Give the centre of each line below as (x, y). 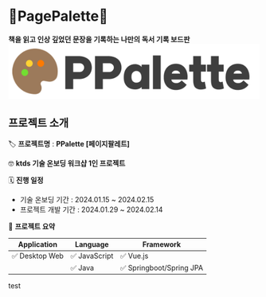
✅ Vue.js (134, 256)
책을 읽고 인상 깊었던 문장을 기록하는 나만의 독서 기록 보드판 (99, 39)
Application (38, 244)
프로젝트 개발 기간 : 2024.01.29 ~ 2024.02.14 (91, 209)
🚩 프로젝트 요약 (32, 226)
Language (92, 244)
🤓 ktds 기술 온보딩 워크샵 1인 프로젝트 (67, 163)
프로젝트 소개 (39, 123)
